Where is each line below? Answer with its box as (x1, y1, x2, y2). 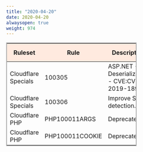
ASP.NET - (108, 62, 139, 71)
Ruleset (13, 49, 35, 57)
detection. (108, 102, 136, 110)
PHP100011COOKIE (44, 132, 102, 140)
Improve (108, 94, 131, 103)
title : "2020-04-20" (6, 8, 57, 15)
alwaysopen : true (6, 20, 49, 26)
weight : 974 (6, 25, 35, 31)
